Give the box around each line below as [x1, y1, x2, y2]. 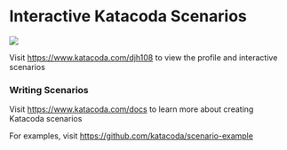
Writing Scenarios [9, 83, 89, 96]
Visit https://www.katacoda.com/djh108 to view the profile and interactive [9, 51, 278, 63]
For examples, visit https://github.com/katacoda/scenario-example [9, 130, 253, 141]
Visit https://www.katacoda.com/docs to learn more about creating [9, 104, 254, 114]
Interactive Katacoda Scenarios [9, 6, 247, 27]
